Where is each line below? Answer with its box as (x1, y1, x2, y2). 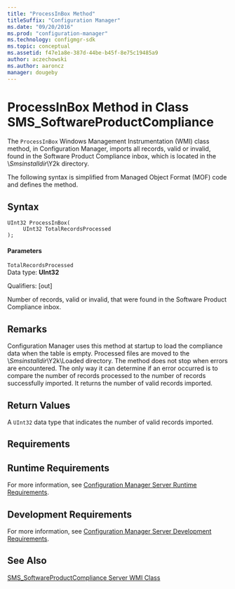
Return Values (7, 399, 71, 411)
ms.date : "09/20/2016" (7, 23, 74, 30)
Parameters (7, 246, 42, 255)
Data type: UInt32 (7, 268, 60, 277)
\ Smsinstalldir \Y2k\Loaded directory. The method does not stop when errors (7, 357, 228, 365)
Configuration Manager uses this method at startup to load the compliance (7, 341, 223, 351)
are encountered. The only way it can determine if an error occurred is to (7, 364, 219, 372)
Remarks (7, 323, 48, 335)
